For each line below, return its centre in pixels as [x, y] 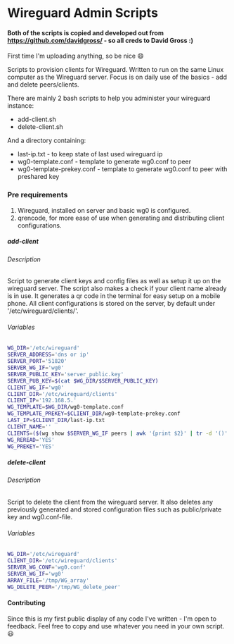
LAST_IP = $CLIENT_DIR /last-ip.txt [56, 421]
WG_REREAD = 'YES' [31, 440]
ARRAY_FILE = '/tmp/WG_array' [48, 580]
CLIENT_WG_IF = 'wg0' [36, 388]
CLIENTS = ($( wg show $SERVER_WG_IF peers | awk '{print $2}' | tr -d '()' [118, 433]
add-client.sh [37, 119]
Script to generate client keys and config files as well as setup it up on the [114, 281]
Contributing [26, 603]
